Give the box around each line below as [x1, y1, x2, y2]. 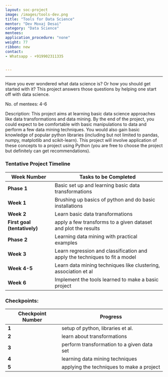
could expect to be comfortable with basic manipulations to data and [5, 121, 146, 127]
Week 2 [7, 210, 26, 217]
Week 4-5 [7, 265, 33, 272]
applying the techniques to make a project [61, 363, 160, 370]
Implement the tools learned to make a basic [54, 276, 159, 283]
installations [54, 202, 83, 209]
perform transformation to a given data [61, 341, 153, 348]
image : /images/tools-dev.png [5, 12, 68, 17]
